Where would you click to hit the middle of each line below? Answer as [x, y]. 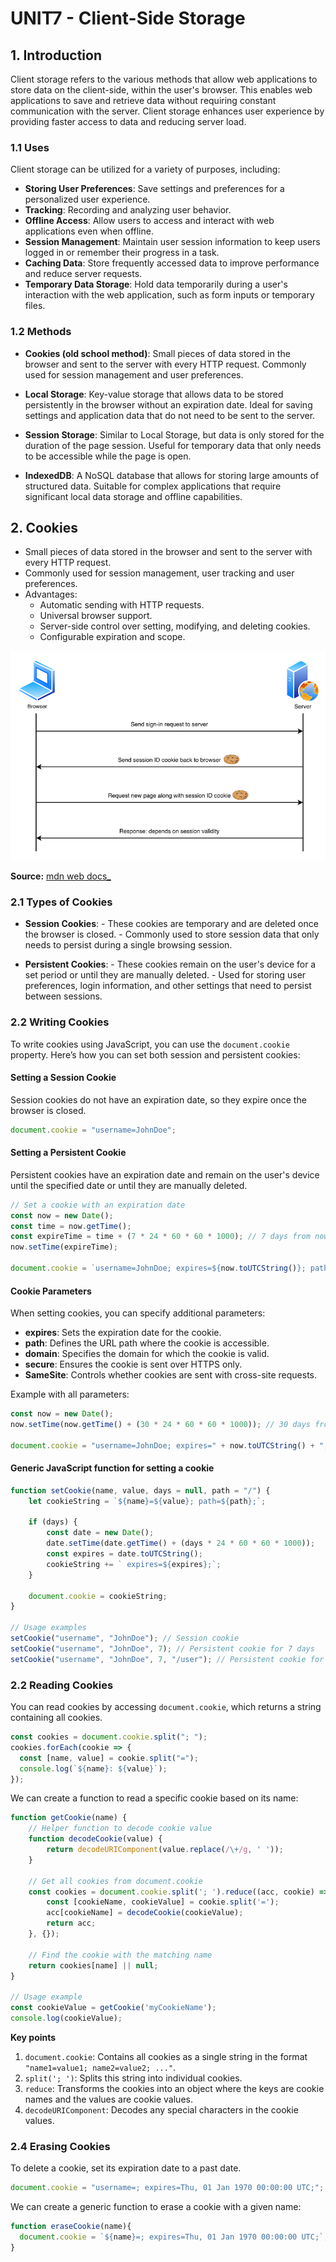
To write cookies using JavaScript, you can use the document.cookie [150, 1044]
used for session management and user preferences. [134, 374]
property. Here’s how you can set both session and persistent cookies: [155, 1054]
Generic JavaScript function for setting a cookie [112, 1468]
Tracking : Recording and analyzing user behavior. [128, 210]
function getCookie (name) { [69, 1818]
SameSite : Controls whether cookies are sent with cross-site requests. [170, 1375]
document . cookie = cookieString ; [98, 1596]
